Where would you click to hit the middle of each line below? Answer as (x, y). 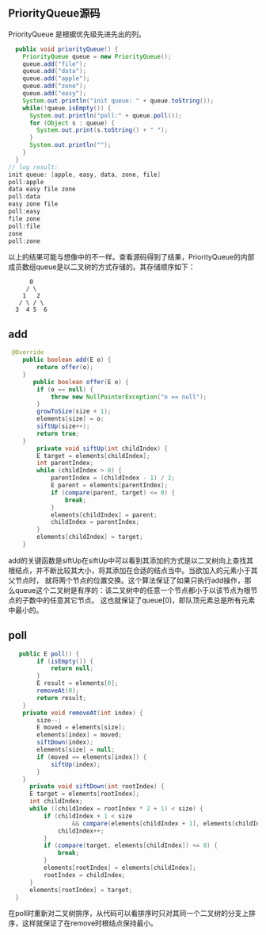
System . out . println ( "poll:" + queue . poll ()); (105, 115)
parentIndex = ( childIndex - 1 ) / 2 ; (113, 478)
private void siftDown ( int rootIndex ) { (97, 787)
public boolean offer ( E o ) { (81, 382)
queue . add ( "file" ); (55, 64)
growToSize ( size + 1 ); (74, 412)
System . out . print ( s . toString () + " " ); (103, 130)
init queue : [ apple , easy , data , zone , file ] (84, 175)
